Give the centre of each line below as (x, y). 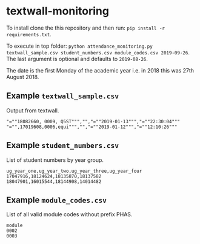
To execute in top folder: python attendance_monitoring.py (79, 46)
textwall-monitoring (58, 11)
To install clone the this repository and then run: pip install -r (86, 28)
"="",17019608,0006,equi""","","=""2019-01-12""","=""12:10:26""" (92, 127)
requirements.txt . (29, 34)
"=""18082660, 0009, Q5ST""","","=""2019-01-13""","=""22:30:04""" (93, 121)
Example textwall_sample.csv (63, 96)
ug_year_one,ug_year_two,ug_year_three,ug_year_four (74, 171)
